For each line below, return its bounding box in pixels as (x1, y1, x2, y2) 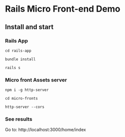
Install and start (5, 23, 54, 31)
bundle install (5, 57, 36, 62)
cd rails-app (5, 48, 32, 53)
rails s (5, 65, 21, 70)
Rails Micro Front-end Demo (5, 3, 121, 15)
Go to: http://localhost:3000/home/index (5, 127, 86, 133)
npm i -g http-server (5, 87, 49, 93)
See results (5, 116, 33, 122)
